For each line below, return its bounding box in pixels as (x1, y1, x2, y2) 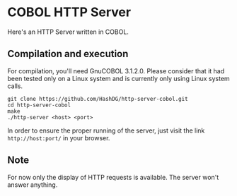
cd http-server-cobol (7, 102, 71, 109)
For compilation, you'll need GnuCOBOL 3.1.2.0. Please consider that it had (7, 66, 225, 75)
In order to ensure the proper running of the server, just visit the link (7, 126, 205, 135)
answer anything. (7, 180, 58, 189)
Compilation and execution (7, 48, 129, 60)
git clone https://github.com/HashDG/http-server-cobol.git (7, 95, 189, 102)
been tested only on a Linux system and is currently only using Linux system (7, 74, 230, 82)
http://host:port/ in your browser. (7, 133, 110, 142)
